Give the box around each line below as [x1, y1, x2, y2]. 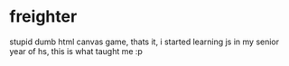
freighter [9, 6, 78, 27]
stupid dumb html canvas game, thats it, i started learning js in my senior [9, 36, 280, 47]
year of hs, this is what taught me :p [9, 45, 143, 56]
